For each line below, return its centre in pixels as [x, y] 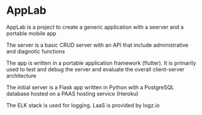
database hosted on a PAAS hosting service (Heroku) [72, 93]
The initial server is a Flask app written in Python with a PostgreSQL [90, 87]
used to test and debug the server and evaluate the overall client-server [96, 69]
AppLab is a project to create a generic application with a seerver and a [95, 27]
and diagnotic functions [36, 51]
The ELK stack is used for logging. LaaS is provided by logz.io [83, 105]
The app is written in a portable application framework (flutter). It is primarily [101, 63]
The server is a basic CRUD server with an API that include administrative [97, 45]
